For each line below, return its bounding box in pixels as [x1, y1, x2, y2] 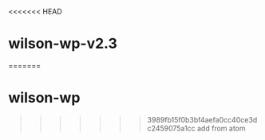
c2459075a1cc [147, 123, 196, 133]
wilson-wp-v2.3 [8, 35, 118, 52]
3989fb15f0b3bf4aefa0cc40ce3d [147, 115, 258, 124]
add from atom [196, 123, 246, 133]
